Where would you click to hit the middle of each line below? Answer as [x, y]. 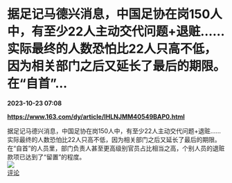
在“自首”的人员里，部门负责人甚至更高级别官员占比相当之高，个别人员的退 [113, 148]
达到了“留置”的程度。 [55, 157]
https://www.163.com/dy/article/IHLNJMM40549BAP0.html [96, 116]
